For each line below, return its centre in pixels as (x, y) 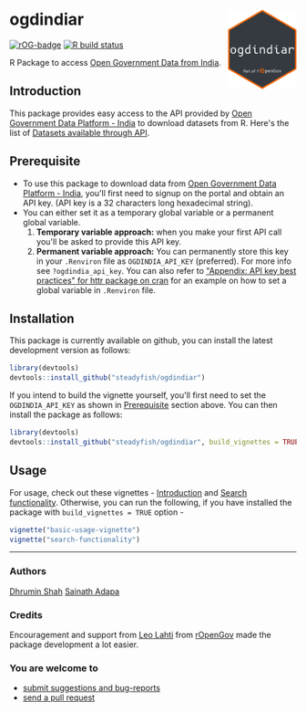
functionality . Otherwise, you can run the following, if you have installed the (151, 502)
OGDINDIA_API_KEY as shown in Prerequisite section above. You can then (143, 405)
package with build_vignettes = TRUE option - (97, 512)
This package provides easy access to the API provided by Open (131, 113)
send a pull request (59, 697)
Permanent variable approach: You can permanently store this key (162, 251)
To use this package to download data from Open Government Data (149, 183)
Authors (28, 571)
